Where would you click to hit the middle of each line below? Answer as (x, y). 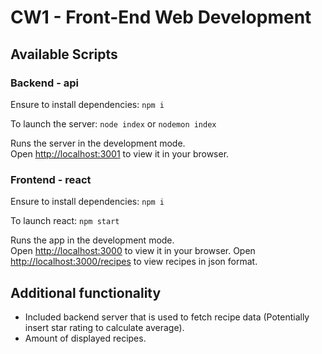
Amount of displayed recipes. (85, 338)
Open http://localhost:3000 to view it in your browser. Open (133, 251)
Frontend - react (51, 179)
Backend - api (44, 83)
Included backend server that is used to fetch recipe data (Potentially (167, 317)
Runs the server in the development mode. (98, 143)
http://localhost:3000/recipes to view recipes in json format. (134, 262)
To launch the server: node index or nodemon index (113, 123)
